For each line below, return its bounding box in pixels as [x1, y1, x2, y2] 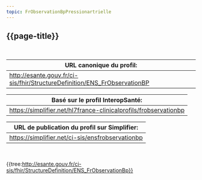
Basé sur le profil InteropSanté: [51, 96, 142, 104]
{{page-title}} [6, 31, 60, 41]
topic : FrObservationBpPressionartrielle [6, 8, 112, 15]
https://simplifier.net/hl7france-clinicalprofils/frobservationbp [9, 106, 185, 115]
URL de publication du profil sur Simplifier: [14, 124, 138, 132]
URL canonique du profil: [64, 61, 138, 70]
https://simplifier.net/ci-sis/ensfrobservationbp [9, 133, 143, 142]
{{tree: [6, 160, 22, 168]
